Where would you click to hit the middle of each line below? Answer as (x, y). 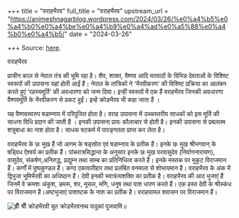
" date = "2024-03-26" (98, 34)
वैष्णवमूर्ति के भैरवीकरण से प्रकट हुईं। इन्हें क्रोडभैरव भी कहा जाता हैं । (84, 100)
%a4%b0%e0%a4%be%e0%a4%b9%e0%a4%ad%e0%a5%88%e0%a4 (117, 26)
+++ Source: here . (34, 48)
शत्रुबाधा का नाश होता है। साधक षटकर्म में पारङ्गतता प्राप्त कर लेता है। (86, 130)
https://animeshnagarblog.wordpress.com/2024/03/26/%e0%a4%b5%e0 (119, 19)
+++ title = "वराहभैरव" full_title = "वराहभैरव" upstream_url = (88, 11)
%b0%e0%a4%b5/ (36, 34)
